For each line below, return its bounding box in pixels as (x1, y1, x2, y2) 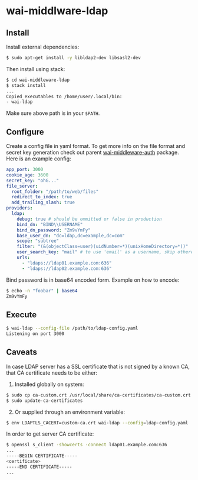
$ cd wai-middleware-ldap (6, 77, 70, 83)
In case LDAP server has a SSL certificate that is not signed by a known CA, (6, 363, 190, 370)
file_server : (6, 183, 38, 189)
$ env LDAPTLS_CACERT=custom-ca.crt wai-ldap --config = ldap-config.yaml (6, 420, 189, 426)
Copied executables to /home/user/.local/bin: (6, 94, 123, 99)
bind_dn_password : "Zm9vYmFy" (16, 227, 91, 233)
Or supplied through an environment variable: (14, 408, 126, 415)
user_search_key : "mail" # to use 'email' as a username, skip (16, 249, 176, 255)
